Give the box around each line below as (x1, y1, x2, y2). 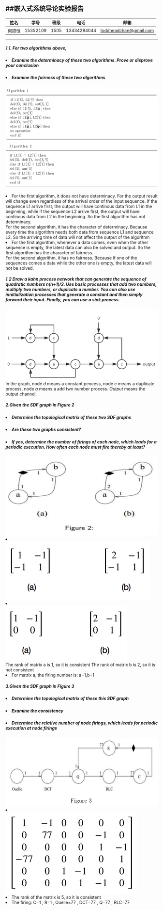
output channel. (5, 391, 37, 397)
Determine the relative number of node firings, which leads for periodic (12, 720, 158, 726)
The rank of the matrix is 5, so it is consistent (12, 894, 101, 900)
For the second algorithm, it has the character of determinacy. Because (5, 224, 148, 229)
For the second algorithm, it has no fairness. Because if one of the (5, 255, 137, 260)
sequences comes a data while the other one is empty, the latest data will (5, 260, 152, 266)
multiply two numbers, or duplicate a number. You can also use (5, 287, 136, 292)
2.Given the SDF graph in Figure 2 (5, 402, 74, 408)
